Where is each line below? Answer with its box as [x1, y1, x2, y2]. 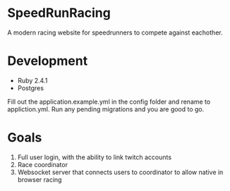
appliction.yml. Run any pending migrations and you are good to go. [7, 104, 205, 113]
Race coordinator [17, 160, 68, 168]
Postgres [17, 83, 44, 92]
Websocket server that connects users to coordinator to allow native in [17, 168, 224, 176]
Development [7, 53, 88, 69]
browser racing [17, 175, 62, 184]
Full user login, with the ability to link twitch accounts [17, 153, 171, 161]
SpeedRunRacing [7, 5, 111, 21]
